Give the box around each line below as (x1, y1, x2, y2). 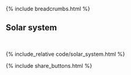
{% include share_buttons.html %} (6, 62, 92, 69)
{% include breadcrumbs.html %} (6, 5, 90, 12)
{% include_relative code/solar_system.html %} (6, 50, 125, 57)
